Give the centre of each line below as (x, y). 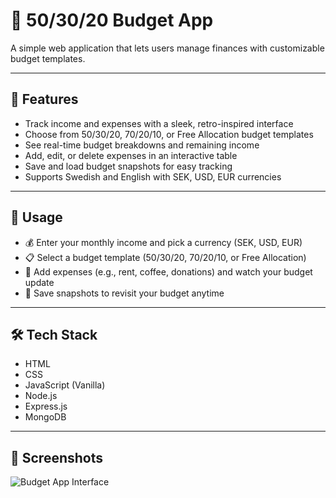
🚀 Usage (36, 217)
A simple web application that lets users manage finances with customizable (167, 48)
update (39, 282)
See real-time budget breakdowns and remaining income (142, 145)
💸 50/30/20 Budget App (112, 20)
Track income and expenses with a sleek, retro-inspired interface (159, 123)
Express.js (46, 406)
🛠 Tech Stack (54, 334)
